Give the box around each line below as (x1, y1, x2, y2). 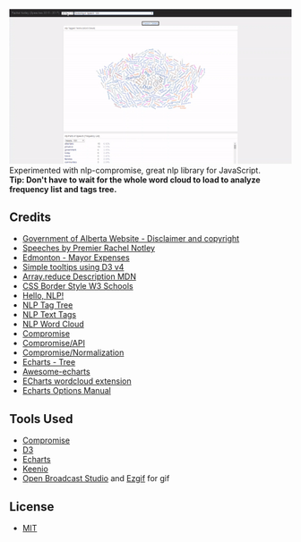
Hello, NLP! (21, 291, 64, 301)
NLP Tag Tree (21, 300, 73, 310)
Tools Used (9, 411, 73, 427)
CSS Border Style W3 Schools (21, 281, 133, 292)
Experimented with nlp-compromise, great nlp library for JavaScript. (9, 165, 262, 175)
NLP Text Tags (21, 309, 77, 320)
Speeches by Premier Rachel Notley (21, 242, 155, 254)
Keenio (21, 463, 49, 474)
